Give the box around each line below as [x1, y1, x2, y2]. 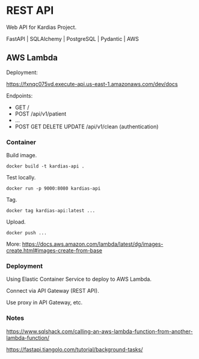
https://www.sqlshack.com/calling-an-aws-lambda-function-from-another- [6, 328, 194, 335]
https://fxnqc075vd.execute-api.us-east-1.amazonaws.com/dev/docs [6, 80, 179, 87]
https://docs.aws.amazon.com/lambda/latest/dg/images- [22, 240, 164, 248]
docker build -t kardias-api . [6, 163, 85, 169]
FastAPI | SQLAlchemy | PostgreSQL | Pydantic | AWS [6, 35, 139, 42]
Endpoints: [6, 92, 33, 99]
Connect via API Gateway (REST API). [6, 287, 99, 295]
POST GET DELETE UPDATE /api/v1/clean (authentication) [14, 123, 159, 130]
